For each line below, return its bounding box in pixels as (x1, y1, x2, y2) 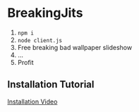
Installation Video (7, 97, 58, 106)
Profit (17, 58, 34, 66)
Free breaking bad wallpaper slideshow (17, 43, 133, 51)
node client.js (17, 37, 63, 44)
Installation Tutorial (7, 79, 95, 91)
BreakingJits (7, 5, 83, 21)
